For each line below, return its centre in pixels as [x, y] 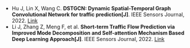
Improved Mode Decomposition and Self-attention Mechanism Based [98, 33]
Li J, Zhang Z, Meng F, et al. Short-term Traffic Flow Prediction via [93, 27]
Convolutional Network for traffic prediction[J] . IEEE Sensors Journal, [98, 14]
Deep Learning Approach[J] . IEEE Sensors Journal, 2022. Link [88, 39]
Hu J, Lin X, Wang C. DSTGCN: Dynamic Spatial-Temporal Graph [91, 8]
